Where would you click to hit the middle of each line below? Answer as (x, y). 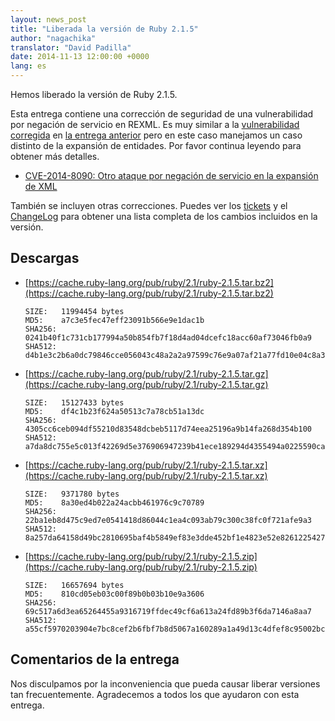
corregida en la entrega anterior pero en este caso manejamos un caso (156, 135)
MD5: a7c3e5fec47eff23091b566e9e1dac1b (114, 320)
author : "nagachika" (53, 38)
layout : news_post (48, 19)
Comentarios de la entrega (95, 659)
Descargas (45, 258)
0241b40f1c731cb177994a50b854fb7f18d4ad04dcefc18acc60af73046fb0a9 (168, 337)
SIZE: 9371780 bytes (72, 494)
